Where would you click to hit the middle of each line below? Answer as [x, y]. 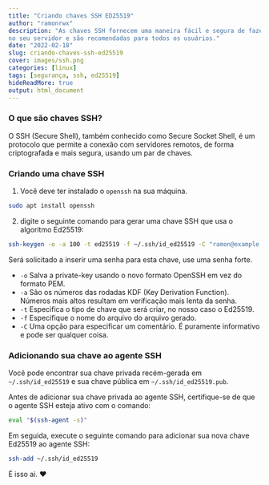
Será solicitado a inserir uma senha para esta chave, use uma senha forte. [130, 259]
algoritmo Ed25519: [52, 229]
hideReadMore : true [41, 83]
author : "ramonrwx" [41, 23]
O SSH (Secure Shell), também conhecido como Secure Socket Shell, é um [132, 135]
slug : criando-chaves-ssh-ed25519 [66, 53]
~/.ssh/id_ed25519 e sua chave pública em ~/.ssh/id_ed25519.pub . [118, 382]
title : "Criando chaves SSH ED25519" [71, 16]
